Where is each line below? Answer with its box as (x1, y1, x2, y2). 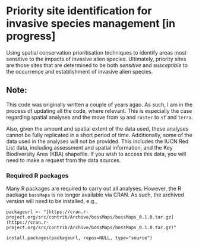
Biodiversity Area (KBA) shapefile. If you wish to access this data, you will (6, 150, 187, 157)
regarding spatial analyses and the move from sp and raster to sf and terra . (6, 113, 193, 121)
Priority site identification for (6, 4, 152, 18)
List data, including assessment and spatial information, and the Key (6, 144, 173, 151)
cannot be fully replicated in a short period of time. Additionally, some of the (6, 131, 193, 138)
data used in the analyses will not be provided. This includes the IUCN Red (6, 138, 189, 145)
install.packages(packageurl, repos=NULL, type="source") (6, 235, 153, 241)
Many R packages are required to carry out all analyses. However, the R (6, 185, 181, 192)
